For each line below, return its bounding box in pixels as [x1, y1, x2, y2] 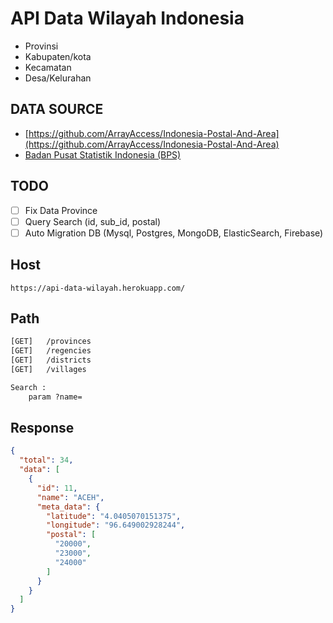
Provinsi [24, 40, 59, 52]
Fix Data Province [24, 204, 98, 216]
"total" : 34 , [19, 455, 74, 466]
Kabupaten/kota [24, 50, 92, 62]
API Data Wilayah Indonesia [10, 7, 245, 30]
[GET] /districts [10, 355, 92, 366]
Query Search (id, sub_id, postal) [24, 215, 162, 227]
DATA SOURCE [10, 101, 104, 118]
